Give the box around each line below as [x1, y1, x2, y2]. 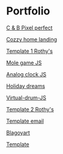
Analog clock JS [6, 70, 47, 78]
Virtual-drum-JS [6, 94, 47, 101]
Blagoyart [6, 129, 30, 136]
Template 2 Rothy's [6, 105, 54, 112]
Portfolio [6, 4, 50, 18]
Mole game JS [6, 59, 42, 66]
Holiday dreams [6, 82, 46, 90]
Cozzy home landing [6, 35, 58, 43]
